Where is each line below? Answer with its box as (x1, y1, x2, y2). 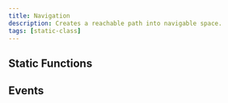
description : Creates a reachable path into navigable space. (8, 19, 222, 27)
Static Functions (8, 56, 93, 70)
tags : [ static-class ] (8, 27, 82, 35)
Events (8, 84, 44, 97)
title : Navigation (8, 11, 70, 20)
